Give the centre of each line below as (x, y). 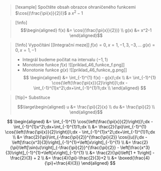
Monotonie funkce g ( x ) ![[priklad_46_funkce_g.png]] (75, 70)
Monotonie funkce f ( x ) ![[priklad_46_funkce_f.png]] (73, 64)
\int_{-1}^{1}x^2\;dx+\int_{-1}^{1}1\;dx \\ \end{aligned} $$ (90, 88)
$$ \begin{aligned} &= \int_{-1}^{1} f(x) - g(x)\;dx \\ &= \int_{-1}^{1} (90, 77)
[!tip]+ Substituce (32, 97)
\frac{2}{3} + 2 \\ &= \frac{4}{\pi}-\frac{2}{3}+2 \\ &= (63, 158)
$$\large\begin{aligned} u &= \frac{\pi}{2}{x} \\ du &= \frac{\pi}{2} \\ (86, 107)
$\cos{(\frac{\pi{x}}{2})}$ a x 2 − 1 (49, 13)
